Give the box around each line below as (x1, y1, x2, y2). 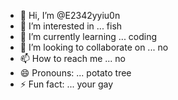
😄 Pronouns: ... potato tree (19, 67, 132, 79)
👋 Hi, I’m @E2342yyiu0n (19, 10, 121, 21)
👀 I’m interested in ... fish (19, 20, 123, 32)
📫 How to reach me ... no (19, 53, 127, 64)
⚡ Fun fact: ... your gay (19, 78, 114, 90)
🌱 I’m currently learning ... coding (19, 31, 158, 42)
